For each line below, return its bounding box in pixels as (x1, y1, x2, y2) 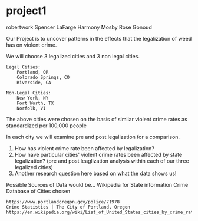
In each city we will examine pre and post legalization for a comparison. (6, 133, 180, 140)
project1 (6, 4, 47, 18)
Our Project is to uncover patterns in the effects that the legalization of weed (6, 35, 192, 42)
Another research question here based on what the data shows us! (14, 170, 177, 177)
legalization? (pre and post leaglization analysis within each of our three (14, 157, 190, 164)
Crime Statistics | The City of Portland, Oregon (6, 204, 131, 210)
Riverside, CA (16, 80, 51, 85)
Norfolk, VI (16, 105, 46, 111)
